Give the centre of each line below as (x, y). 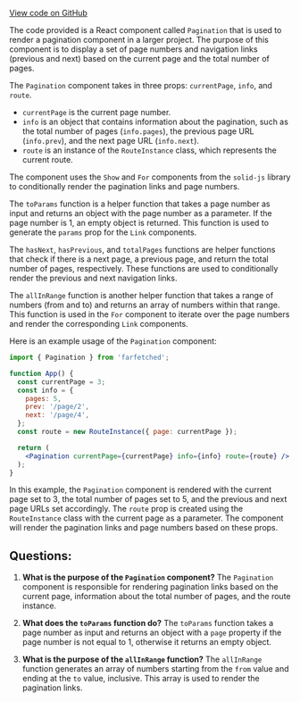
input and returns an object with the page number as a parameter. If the (141, 213)
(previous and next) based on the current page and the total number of (139, 58)
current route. (47, 159)
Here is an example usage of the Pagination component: (113, 341)
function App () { (42, 373)
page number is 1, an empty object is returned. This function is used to (139, 223)
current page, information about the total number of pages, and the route (156, 597)
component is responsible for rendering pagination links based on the (150, 587)
